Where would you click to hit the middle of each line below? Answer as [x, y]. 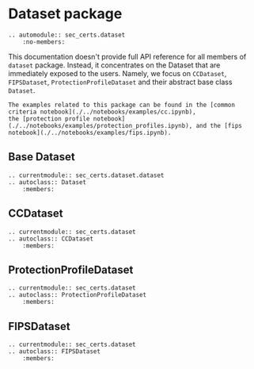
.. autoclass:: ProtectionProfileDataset [78, 295]
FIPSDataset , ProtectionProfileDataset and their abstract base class [120, 82]
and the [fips [219, 125]
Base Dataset [42, 157]
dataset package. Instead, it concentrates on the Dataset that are [114, 65]
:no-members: [44, 42]
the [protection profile [49, 119]
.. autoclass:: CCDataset [51, 239]
